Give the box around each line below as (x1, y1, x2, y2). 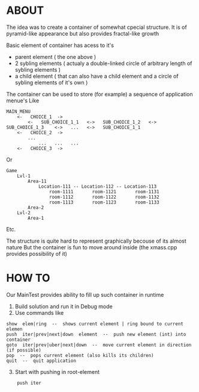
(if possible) (6, 347, 42, 353)
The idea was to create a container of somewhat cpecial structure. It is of (6, 23, 187, 31)
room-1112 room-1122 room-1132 (49, 194, 160, 200)
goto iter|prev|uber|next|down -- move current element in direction (6, 341, 192, 348)
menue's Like (6, 97, 40, 104)
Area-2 (28, 204, 44, 211)
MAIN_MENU (6, 108, 31, 114)
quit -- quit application (6, 358, 77, 364)
